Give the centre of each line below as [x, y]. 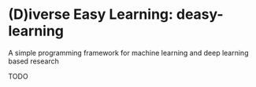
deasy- [200, 14]
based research [33, 61]
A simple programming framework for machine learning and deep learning [128, 53]
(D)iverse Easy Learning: [91, 14]
